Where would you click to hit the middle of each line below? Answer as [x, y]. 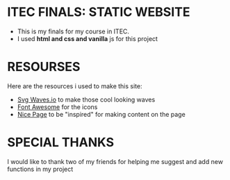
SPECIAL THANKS [61, 142]
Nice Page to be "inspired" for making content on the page [101, 114]
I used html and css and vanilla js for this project [88, 38]
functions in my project [40, 169]
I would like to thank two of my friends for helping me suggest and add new [115, 161]
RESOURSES [44, 67]
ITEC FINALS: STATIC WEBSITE [99, 12]
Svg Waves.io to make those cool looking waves [86, 99]
